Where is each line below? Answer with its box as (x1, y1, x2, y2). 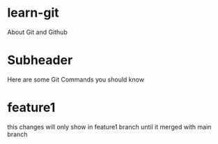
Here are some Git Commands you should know (7, 75, 145, 83)
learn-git (7, 5, 59, 21)
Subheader (7, 52, 73, 68)
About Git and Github (7, 28, 68, 36)
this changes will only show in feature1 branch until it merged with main (7, 122, 212, 131)
